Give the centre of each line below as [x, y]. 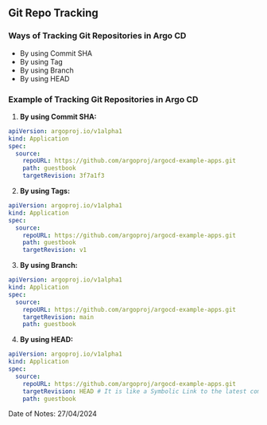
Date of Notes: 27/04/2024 [53, 414]
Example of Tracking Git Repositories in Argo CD [103, 99]
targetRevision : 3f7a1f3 [64, 176]
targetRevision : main [58, 317]
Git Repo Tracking [54, 13]
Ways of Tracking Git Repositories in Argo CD [97, 36]
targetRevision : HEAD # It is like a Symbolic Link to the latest [135, 391]
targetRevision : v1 [55, 250]
